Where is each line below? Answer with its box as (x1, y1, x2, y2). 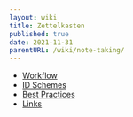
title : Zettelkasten (9, 21, 86, 30)
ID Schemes (21, 80, 66, 90)
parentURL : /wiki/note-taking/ (9, 46, 125, 55)
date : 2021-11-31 (9, 37, 74, 47)
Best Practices (21, 90, 75, 100)
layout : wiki (9, 12, 58, 22)
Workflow (21, 70, 58, 81)
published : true (9, 29, 69, 38)
